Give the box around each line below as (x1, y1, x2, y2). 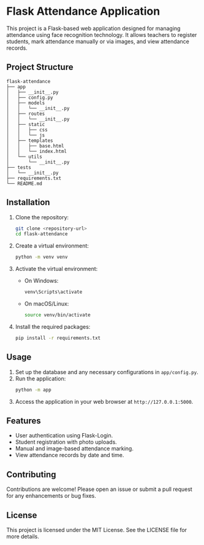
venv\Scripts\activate (24, 289, 83, 296)
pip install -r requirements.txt (15, 335, 101, 341)
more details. (6, 533, 40, 540)
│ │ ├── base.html (6, 143, 64, 149)
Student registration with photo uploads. (15, 438, 118, 446)
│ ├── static (6, 121, 45, 127)
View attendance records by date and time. (15, 452, 124, 459)
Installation (6, 197, 50, 208)
